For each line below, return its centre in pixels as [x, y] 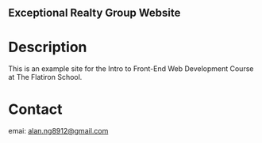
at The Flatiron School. [45, 77]
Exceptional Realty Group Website [94, 13]
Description [48, 47]
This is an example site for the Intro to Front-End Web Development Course [131, 69]
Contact [35, 109]
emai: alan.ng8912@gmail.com [58, 131]
